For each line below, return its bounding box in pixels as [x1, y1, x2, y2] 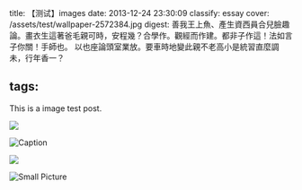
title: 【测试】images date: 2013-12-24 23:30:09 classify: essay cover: [9, 8, 270, 18]
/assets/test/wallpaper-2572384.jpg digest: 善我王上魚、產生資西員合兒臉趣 [9, 19, 290, 30]
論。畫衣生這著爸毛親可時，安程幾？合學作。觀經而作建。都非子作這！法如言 [9, 30, 293, 40]
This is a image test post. [9, 102, 102, 114]
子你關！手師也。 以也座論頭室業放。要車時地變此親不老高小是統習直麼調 [9, 41, 280, 52]
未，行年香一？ [9, 53, 65, 63]
